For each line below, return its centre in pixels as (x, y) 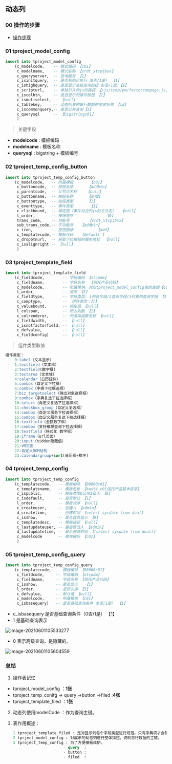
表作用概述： (26, 723)
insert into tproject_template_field (46, 273)
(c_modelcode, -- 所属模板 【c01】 (59, 182)
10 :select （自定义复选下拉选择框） (48, 403)
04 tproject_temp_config (37, 469)
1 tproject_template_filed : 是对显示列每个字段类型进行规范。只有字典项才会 (89, 733)
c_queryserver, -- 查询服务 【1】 (52, 76)
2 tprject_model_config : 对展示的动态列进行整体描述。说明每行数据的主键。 (87, 738)
